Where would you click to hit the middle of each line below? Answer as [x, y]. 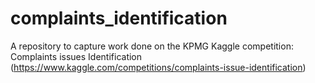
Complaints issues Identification [76, 56]
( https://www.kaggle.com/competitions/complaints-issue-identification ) [158, 67]
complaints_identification [119, 18]
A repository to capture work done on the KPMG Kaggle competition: [152, 46]
